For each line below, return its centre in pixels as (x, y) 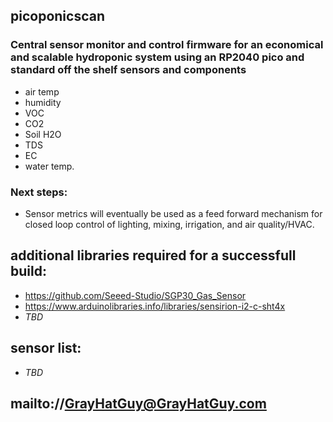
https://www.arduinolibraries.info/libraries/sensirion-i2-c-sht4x (155, 306)
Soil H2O (43, 134)
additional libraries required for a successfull (153, 255)
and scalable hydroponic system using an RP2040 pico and (157, 57)
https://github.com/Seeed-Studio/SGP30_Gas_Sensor (135, 295)
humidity (43, 102)
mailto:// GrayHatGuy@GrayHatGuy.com (138, 403)
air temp (42, 91)
